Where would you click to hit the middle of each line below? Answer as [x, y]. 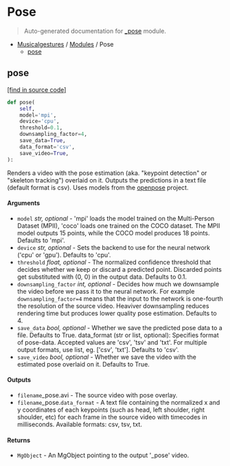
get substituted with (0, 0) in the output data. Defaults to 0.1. [102, 277]
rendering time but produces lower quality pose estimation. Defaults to [117, 313]
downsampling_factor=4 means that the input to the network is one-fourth [120, 299]
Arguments [24, 203]
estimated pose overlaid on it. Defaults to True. [83, 364]
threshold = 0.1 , [41, 128]
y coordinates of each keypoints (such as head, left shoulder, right [111, 410]
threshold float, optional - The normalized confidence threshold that [114, 262]
